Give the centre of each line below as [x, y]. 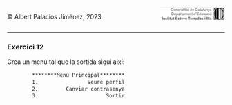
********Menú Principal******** [79, 75]
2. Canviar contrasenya [79, 89]
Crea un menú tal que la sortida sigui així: [66, 62]
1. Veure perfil [79, 82]
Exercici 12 [26, 47]
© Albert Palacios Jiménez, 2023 [54, 17]
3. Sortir [79, 96]
